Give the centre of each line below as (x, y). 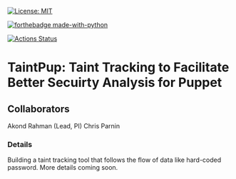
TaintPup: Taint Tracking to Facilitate (118, 67)
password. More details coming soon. (63, 168)
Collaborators (39, 109)
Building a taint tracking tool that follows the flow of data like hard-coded (114, 160)
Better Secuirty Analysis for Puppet (115, 83)
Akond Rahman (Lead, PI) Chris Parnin (63, 126)
